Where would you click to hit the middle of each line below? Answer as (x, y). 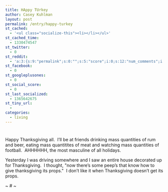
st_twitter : (18, 47)
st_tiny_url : (19, 104)
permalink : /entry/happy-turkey (39, 24)
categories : (18, 113)
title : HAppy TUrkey (27, 10)
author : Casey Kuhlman (29, 15)
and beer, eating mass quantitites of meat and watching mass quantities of (82, 145)
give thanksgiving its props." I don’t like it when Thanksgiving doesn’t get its (84, 170)
